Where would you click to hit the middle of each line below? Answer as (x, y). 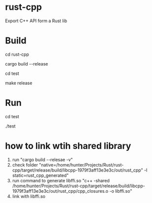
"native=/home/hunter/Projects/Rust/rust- (81, 165)
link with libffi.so (29, 196)
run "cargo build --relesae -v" (42, 160)
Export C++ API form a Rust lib (36, 21)
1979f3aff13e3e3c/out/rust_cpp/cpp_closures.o (60, 191)
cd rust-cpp (17, 54)
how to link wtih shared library (68, 146)
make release (19, 83)
